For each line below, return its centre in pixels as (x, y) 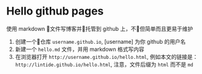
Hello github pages (55, 11)
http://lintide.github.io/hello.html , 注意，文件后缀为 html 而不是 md (104, 64)
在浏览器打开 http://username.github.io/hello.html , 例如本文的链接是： (106, 56)
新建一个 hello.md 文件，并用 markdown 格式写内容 (80, 49)
